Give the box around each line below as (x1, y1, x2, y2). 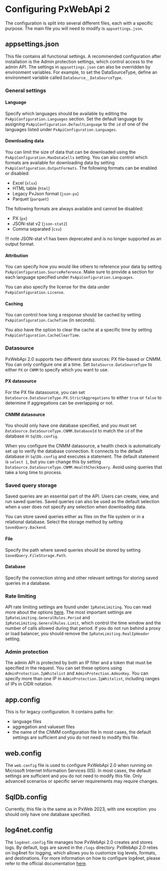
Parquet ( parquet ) (12, 196, 49, 202)
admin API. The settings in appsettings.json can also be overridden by (5, 64, 151, 70)
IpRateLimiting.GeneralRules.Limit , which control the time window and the (5, 620, 161, 626)
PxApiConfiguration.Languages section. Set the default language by (5, 116, 144, 122)
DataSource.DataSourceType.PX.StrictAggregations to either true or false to (5, 394, 162, 400)
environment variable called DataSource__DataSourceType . (5, 74, 123, 81)
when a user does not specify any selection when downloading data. (5, 504, 147, 510)
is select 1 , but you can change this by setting (5, 459, 101, 465)
